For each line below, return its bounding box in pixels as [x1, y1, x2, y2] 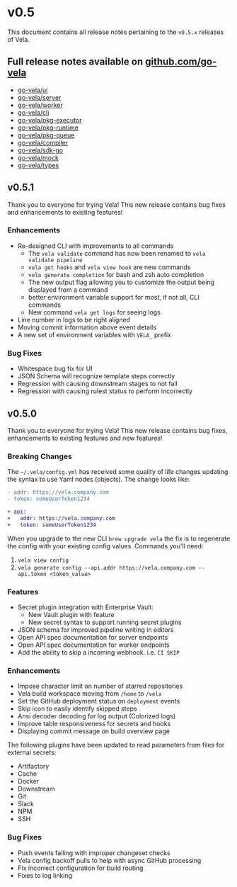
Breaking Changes [7, 451, 73, 461]
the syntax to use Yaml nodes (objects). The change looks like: [7, 475, 190, 484]
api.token [17, 570, 47, 577]
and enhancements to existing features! [7, 208, 123, 216]
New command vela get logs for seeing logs [28, 307, 161, 316]
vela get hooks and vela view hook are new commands [28, 263, 191, 271]
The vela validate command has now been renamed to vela [28, 249, 206, 257]
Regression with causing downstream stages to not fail [17, 380, 178, 388]
